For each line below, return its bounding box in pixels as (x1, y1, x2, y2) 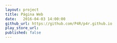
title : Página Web (5, 12, 43, 17)
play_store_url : (5, 26, 39, 31)
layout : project (5, 7, 39, 12)
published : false (5, 30, 41, 35)
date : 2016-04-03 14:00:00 (5, 16, 66, 21)
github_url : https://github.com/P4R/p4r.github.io (5, 21, 113, 26)
